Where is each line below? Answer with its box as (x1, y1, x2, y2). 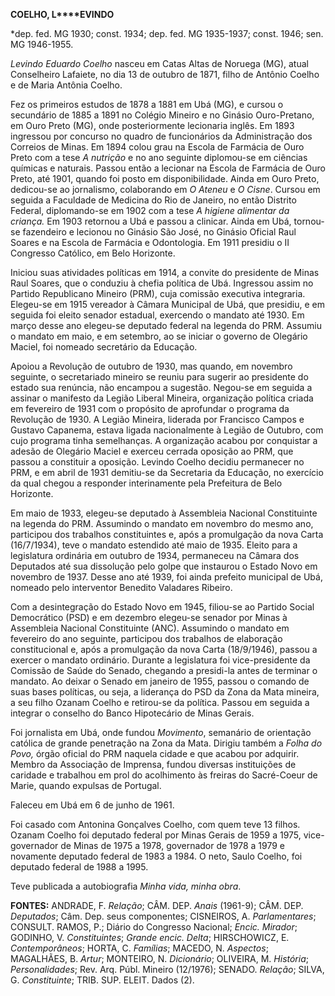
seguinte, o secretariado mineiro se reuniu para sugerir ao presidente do (10, 371, 309, 383)
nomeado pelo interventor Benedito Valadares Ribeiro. (10, 582, 233, 593)
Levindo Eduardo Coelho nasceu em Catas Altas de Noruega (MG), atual (10, 58, 309, 69)
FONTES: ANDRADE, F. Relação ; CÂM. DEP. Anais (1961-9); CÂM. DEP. (10, 900, 304, 911)
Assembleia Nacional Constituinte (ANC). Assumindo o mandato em (10, 622, 290, 634)
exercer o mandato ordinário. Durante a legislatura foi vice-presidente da (10, 654, 311, 666)
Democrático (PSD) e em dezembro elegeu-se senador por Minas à (10, 612, 288, 623)
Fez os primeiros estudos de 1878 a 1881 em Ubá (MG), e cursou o (10, 99, 284, 110)
